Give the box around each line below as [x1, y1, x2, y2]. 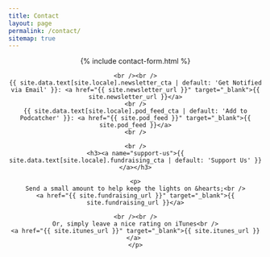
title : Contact [8, 11, 60, 20]
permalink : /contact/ [8, 27, 81, 35]
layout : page [8, 19, 52, 27]
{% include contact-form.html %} [80, 56, 191, 66]
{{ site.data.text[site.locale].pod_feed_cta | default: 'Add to [23, 107, 247, 115]
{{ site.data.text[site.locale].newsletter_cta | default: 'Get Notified [9, 79, 262, 87]
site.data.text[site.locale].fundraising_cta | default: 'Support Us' [9, 156, 251, 165]
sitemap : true [8, 34, 56, 43]
